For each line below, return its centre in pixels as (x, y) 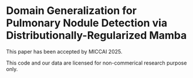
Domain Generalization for (71, 11)
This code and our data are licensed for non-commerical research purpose (97, 63)
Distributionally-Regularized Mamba (97, 36)
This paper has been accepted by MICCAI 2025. (64, 51)
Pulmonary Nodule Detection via (87, 23)
